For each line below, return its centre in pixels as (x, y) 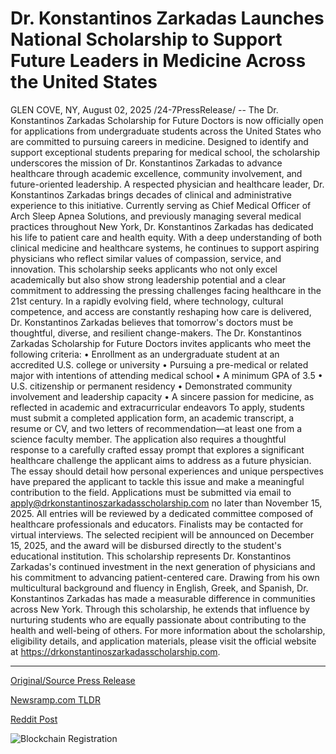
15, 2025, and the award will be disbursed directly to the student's (146, 545)
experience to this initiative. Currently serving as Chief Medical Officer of (161, 205)
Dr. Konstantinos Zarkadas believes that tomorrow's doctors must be (152, 322)
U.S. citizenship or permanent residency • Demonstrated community (151, 386)
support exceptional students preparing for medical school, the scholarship (165, 152)
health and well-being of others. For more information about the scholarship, (168, 630)
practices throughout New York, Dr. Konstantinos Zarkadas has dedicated (162, 226)
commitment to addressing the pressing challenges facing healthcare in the (166, 290)
